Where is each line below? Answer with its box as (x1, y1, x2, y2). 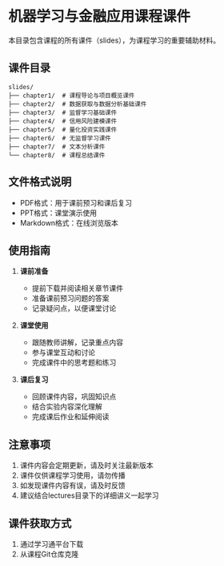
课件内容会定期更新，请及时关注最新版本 (19, 461, 154, 470)
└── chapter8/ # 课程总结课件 (8, 151, 106, 159)
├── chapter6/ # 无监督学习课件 (8, 134, 111, 142)
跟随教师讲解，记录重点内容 (31, 338, 124, 348)
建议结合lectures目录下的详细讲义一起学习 (19, 491, 159, 500)
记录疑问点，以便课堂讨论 (31, 303, 117, 313)
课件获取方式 (8, 516, 72, 530)
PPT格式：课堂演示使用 (19, 208, 98, 218)
